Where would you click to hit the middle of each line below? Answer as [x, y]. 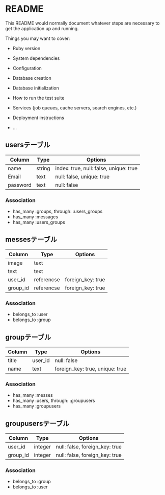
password [20, 185]
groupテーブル [28, 337]
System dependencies [36, 58]
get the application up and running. [42, 28]
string [43, 168]
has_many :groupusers [37, 406]
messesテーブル [31, 240]
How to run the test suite [38, 98]
